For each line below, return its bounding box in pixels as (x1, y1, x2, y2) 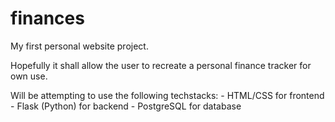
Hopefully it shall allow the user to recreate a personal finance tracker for (10, 59, 312, 71)
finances (10, 7, 85, 30)
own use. (10, 70, 48, 82)
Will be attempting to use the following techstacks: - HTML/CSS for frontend (10, 89, 325, 101)
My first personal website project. (10, 40, 149, 52)
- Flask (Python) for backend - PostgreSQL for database (10, 100, 242, 112)
